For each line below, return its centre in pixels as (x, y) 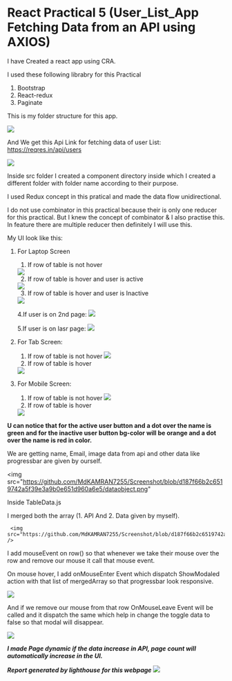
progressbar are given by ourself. (55, 461)
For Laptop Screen (43, 251)
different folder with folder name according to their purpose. (93, 183)
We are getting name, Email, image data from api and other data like (104, 453)
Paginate (30, 102)
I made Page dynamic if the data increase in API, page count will (102, 648)
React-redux (35, 95)
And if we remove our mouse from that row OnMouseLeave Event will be (110, 607)
